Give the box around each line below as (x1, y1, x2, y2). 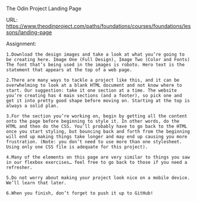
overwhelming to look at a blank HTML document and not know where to (6, 82, 182, 88)
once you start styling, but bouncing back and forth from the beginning (6, 129, 191, 134)
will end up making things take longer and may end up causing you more (6, 134, 188, 140)
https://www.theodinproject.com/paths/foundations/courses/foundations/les (6, 23, 191, 29)
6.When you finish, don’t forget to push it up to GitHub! (6, 190, 154, 196)
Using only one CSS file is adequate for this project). (6, 144, 148, 150)
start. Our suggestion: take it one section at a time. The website (6, 87, 177, 93)
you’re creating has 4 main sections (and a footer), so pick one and (6, 93, 182, 99)
